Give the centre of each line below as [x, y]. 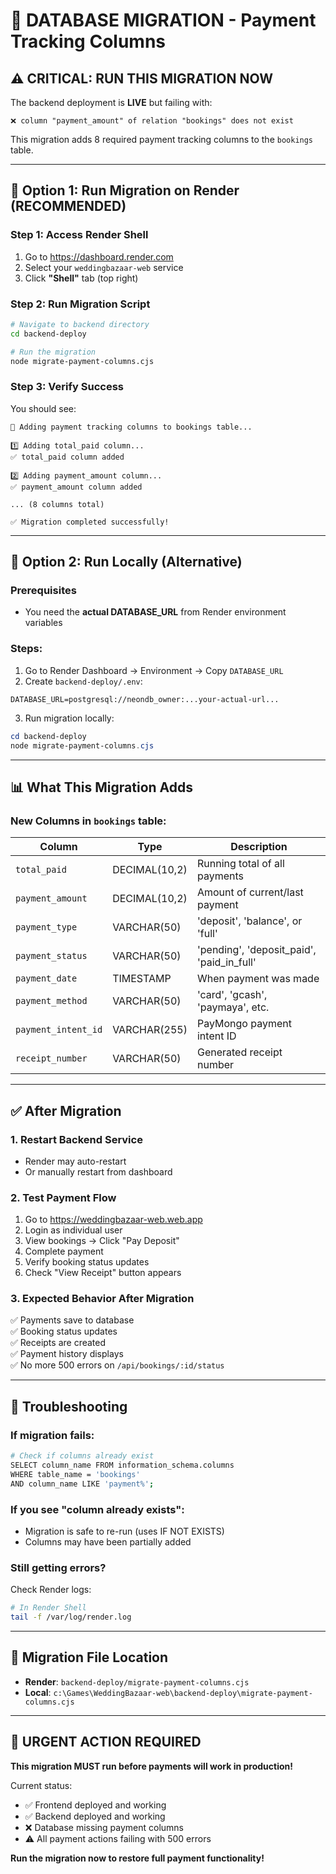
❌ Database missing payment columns [104, 1827]
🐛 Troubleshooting [69, 1406]
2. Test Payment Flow [63, 1197]
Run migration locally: [69, 718]
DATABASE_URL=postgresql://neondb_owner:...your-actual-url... [145, 699]
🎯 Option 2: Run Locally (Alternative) [126, 562]
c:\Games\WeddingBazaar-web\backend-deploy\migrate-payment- [183, 1693]
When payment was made [258, 979]
